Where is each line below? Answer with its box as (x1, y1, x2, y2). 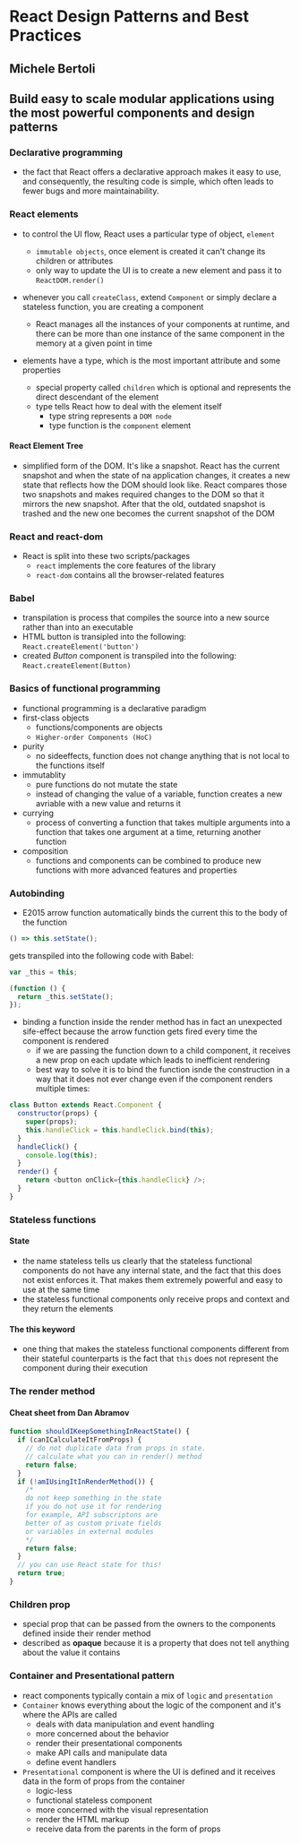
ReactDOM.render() (35, 276, 105, 285)
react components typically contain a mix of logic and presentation (21, 1690, 273, 1701)
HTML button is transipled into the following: (21, 632, 186, 642)
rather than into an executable (21, 622, 133, 633)
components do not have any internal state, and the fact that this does (21, 1265, 282, 1276)
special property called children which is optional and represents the (35, 382, 291, 392)
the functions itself (35, 760, 106, 771)
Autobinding (9, 887, 65, 900)
